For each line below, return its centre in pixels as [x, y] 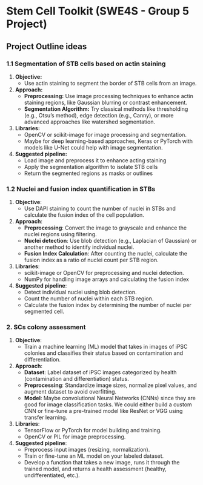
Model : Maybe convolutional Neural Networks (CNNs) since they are [110, 398]
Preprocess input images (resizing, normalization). [87, 450]
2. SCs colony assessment [46, 327]
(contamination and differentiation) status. [76, 379]
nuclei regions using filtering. [60, 234]
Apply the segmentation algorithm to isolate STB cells [91, 167]
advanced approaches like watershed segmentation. [90, 122]
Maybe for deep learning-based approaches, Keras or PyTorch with [108, 141]
